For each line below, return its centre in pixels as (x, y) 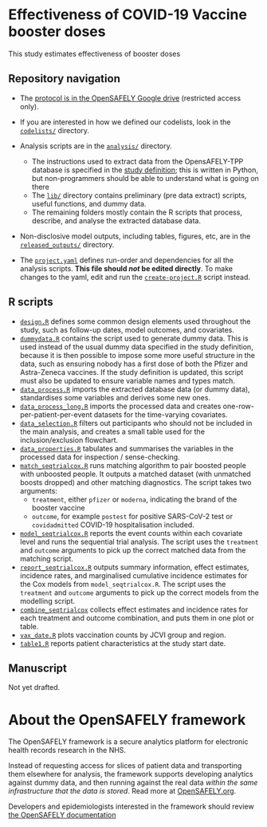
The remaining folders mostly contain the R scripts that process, (137, 212)
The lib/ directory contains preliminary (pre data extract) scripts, (139, 195)
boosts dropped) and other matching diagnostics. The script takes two (135, 482)
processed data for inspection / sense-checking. (100, 457)
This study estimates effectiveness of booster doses (94, 53)
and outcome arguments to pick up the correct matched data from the (133, 550)
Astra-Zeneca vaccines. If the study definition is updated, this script (132, 372)
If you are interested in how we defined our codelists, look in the (125, 122)
